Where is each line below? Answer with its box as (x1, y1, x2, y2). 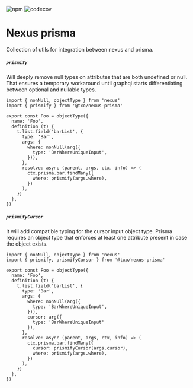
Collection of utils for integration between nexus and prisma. (6, 46, 154, 53)
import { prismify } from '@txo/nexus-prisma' (6, 103, 123, 109)
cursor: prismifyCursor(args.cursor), (32, 345, 128, 351)
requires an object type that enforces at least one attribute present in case (6, 234, 188, 241)
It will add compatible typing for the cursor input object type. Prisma (6, 227, 173, 234)
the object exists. (6, 240, 49, 247)
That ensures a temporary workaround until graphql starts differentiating (6, 79, 183, 87)
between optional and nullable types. (6, 86, 96, 93)
